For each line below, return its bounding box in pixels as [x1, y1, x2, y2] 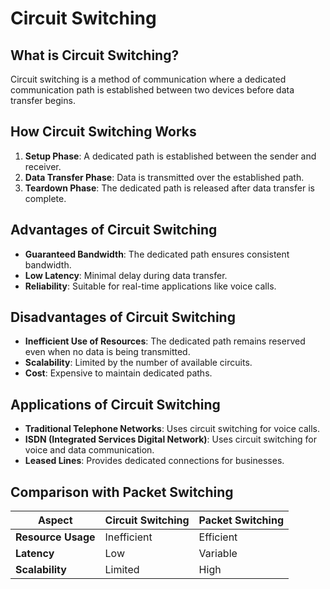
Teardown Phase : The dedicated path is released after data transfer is [24, 182, 315, 194]
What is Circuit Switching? [10, 47, 180, 64]
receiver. [24, 160, 62, 172]
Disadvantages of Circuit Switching [10, 309, 236, 326]
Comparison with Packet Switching [10, 483, 234, 501]
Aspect [37, 513, 73, 527]
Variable [198, 547, 238, 561]
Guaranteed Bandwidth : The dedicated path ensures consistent [24, 248, 290, 260]
